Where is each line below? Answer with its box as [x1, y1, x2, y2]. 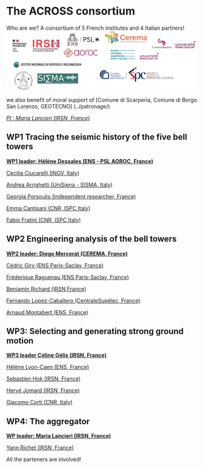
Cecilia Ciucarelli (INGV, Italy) [6, 169, 80, 176]
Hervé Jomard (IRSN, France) [6, 387, 80, 394]
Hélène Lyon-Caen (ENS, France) [6, 364, 90, 371]
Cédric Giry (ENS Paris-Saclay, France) [6, 262, 104, 269]
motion [6, 335, 34, 346]
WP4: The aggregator [6, 416, 90, 427]
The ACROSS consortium [6, 4, 135, 18]
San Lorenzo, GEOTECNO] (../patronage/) [6, 102, 110, 110]
